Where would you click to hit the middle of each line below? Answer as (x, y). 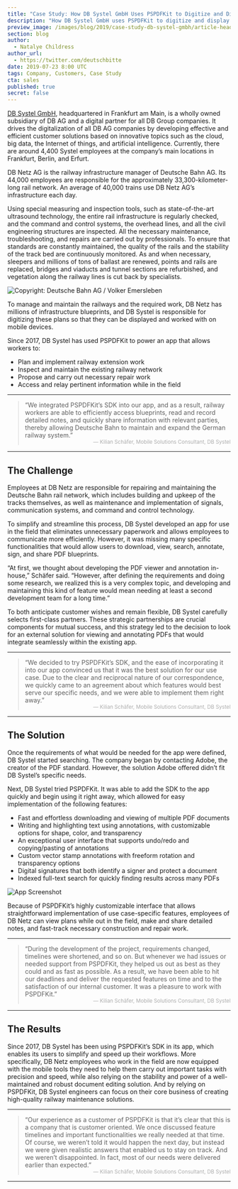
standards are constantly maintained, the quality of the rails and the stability (118, 246)
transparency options (49, 863)
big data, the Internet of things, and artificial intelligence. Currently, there (114, 143)
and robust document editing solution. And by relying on (123, 1084)
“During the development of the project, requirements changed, (118, 948)
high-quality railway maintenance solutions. (71, 1099)
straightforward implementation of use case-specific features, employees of (119, 913)
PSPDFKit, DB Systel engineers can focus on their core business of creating (118, 1092)
